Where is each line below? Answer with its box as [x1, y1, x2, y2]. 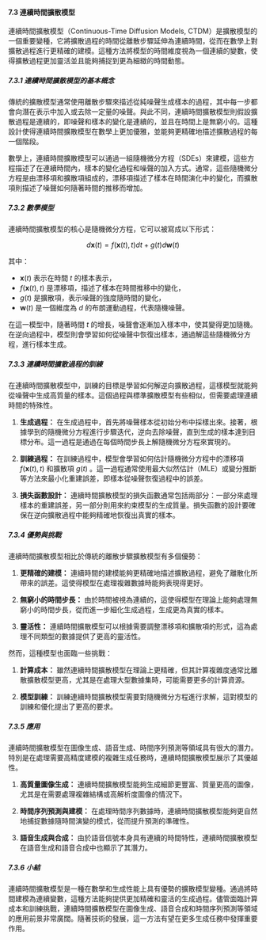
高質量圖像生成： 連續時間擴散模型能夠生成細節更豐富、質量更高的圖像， [19, 780, 258, 790]
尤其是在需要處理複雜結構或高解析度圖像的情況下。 [19, 790, 187, 799]
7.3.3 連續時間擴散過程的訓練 [8, 359, 103, 368]
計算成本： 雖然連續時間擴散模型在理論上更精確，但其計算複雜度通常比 [19, 665, 251, 675]
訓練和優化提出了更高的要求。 [19, 702, 117, 712]
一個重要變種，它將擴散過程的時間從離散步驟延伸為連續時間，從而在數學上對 [8, 36, 258, 46]
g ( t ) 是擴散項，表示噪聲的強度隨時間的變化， [19, 293, 166, 303]
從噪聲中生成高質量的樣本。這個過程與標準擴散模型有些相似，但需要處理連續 [8, 390, 258, 400]
